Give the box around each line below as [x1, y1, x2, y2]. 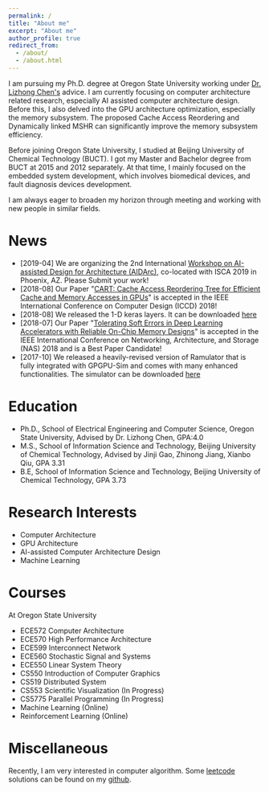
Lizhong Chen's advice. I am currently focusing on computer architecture [8, 87, 251, 96]
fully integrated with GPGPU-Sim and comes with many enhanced [19, 361, 238, 370]
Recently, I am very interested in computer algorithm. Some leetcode [8, 765, 235, 775]
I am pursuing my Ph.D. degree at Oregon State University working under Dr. [8, 78, 261, 88]
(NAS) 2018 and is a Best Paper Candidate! [19, 343, 162, 353]
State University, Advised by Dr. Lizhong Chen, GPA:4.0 [19, 432, 204, 442]
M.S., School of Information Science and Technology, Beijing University [19, 441, 256, 451]
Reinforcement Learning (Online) [19, 711, 128, 721]
